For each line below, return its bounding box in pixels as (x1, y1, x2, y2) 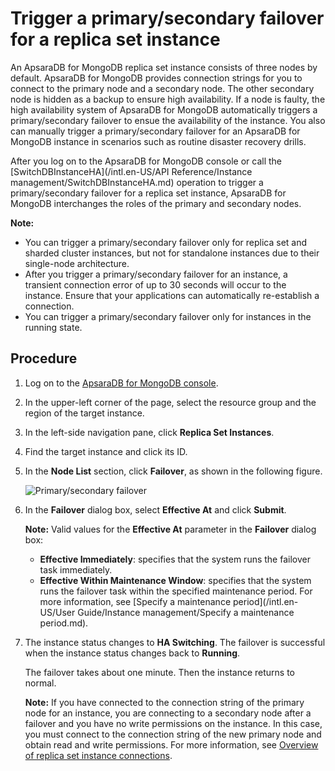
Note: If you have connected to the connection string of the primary (24, 696, 305, 708)
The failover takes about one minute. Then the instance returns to (24, 666, 296, 678)
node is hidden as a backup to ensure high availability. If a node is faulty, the (10, 93, 326, 105)
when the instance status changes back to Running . (24, 647, 241, 659)
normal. (24, 677, 57, 689)
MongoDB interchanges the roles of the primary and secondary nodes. (10, 197, 302, 209)
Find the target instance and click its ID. (24, 445, 188, 457)
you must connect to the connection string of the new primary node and (24, 728, 322, 740)
